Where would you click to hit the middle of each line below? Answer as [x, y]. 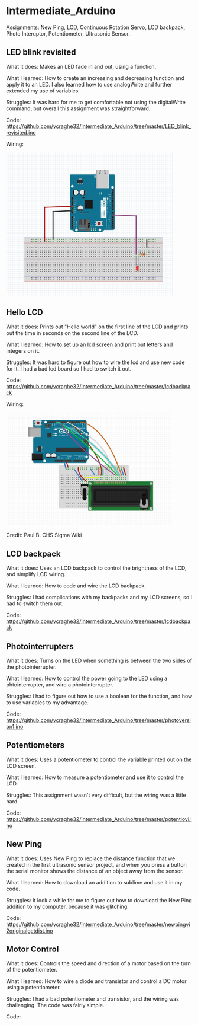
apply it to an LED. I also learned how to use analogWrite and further [89, 84]
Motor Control [33, 949]
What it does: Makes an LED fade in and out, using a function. [81, 66]
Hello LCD [25, 312]
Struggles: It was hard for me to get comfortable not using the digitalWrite [96, 102]
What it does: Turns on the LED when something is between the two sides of [99, 661]
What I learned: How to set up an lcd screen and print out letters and [90, 344]
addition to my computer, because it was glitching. [67, 906]
